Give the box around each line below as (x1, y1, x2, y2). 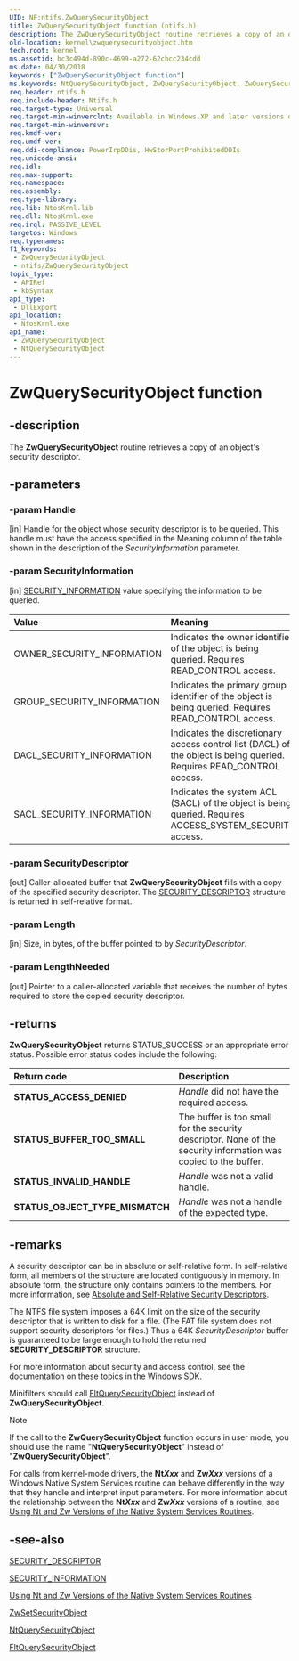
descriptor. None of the (178, 1133, 276, 1145)
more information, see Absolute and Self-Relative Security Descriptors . (9, 1289, 270, 1300)
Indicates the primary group (170, 679, 287, 691)
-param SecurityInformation (9, 565, 133, 577)
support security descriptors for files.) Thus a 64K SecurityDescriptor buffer (9, 1325, 289, 1336)
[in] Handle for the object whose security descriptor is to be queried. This (9, 524, 279, 534)
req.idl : (9, 162, 42, 171)
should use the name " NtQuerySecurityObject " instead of (9, 1442, 224, 1453)
